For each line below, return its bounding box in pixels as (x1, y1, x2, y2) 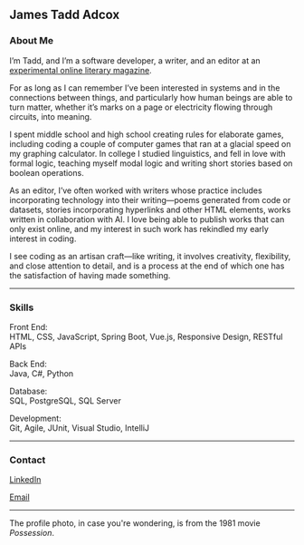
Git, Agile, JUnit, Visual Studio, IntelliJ (9, 422, 150, 433)
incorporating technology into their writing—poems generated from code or (9, 194, 291, 205)
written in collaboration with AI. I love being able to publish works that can (9, 213, 285, 225)
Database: (9, 385, 48, 396)
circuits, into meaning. (9, 111, 92, 122)
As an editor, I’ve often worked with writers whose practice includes (9, 185, 262, 196)
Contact (9, 453, 46, 466)
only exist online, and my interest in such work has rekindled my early (9, 223, 270, 234)
